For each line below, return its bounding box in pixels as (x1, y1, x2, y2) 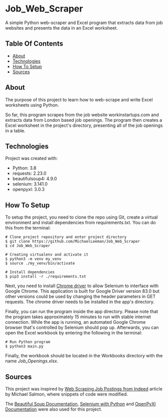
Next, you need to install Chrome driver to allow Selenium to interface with (5, 283, 159, 289)
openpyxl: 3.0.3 (12, 186, 45, 192)
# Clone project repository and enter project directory (5, 235, 127, 240)
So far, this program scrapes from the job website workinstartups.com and (5, 111, 159, 118)
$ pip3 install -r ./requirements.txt (5, 274, 86, 279)
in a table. (5, 127, 26, 133)
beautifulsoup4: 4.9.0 (12, 176, 57, 182)
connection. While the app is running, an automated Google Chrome (5, 319, 146, 325)
